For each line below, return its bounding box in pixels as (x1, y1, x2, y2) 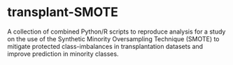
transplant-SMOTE (7, 4, 119, 20)
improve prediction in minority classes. (7, 50, 119, 58)
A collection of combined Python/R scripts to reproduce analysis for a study (7, 27, 226, 36)
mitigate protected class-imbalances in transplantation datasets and (7, 42, 204, 50)
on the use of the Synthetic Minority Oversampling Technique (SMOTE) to (7, 34, 220, 43)
